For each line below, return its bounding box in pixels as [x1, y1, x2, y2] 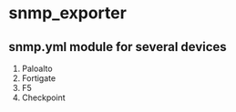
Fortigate [21, 73, 56, 84]
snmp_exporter [8, 3, 127, 24]
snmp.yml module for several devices [8, 39, 227, 55]
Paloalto [21, 63, 53, 74]
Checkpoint [21, 92, 66, 103]
